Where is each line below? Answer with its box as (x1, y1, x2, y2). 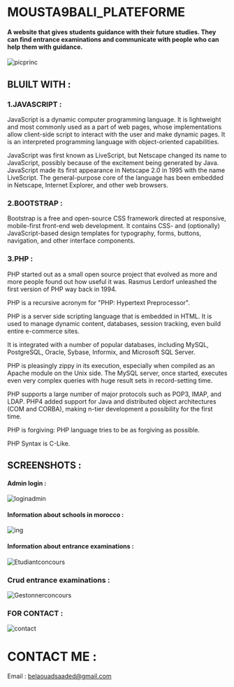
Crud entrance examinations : (7, 575, 110, 585)
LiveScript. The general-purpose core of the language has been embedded (7, 173, 224, 182)
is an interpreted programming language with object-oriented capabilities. (7, 138, 220, 146)
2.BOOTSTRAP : (7, 199, 63, 208)
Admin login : (7, 479, 47, 487)
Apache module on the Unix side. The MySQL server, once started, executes (7, 369, 228, 377)
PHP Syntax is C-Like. (7, 439, 71, 448)
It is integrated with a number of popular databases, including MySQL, (7, 340, 210, 348)
